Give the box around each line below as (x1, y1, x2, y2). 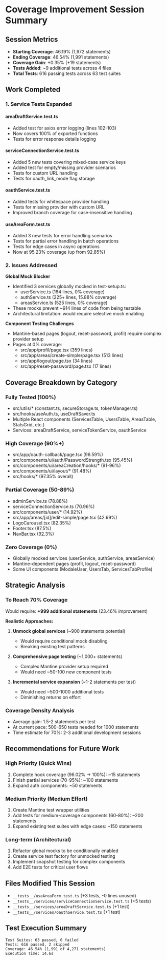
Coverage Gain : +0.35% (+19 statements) (12, 60, 101, 65)
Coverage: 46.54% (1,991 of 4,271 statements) (5, 946, 106, 951)
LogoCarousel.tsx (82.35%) (12, 520, 71, 526)
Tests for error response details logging (12, 136, 96, 142)
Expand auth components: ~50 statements (12, 782, 103, 788)
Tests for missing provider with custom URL (12, 204, 105, 210)
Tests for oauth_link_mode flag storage (12, 175, 95, 181)
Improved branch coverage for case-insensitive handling (12, 209, 132, 215)
